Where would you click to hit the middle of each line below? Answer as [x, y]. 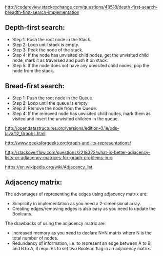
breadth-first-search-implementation [42, 12]
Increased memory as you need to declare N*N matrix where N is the [82, 233]
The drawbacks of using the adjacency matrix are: [56, 223]
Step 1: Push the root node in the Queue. [53, 98]
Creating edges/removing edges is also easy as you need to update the [84, 209]
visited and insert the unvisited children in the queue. [65, 118]
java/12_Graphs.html [25, 133]
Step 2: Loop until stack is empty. [46, 45]
